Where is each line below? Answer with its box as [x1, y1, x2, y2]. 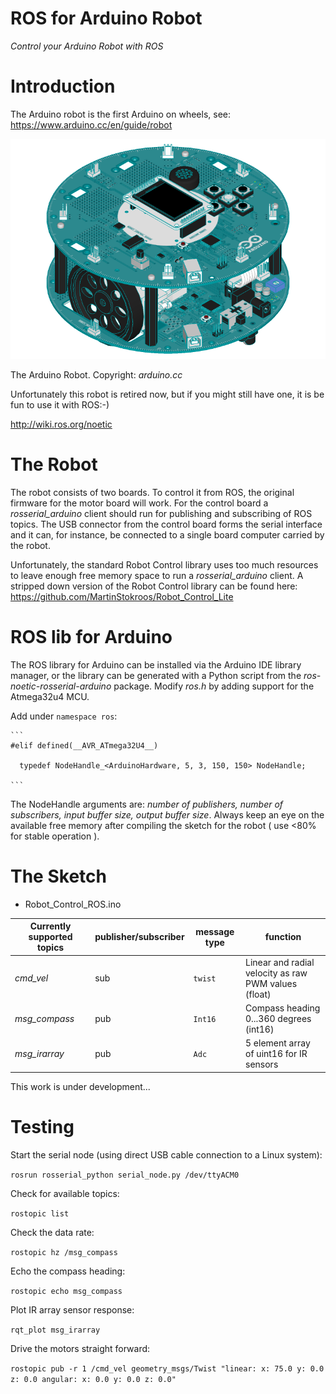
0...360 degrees [245, 1012, 312, 1024]
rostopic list [10, 1208, 70, 1219]
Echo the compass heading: [10, 1265, 126, 1277]
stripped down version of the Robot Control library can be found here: [10, 580, 298, 592]
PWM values [245, 977, 298, 989]
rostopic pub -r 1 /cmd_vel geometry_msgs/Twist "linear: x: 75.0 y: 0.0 [10, 1363, 325, 1374]
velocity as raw [245, 967, 308, 979]
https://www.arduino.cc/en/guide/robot [10, 118, 173, 131]
